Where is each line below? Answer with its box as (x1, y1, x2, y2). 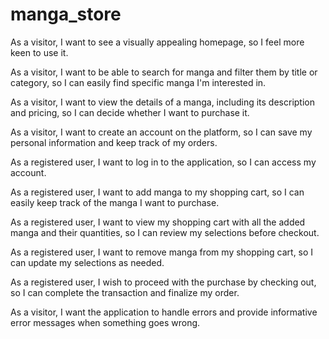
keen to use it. (10, 46, 69, 58)
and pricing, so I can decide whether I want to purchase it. (10, 106, 250, 118)
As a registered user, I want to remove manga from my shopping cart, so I (10, 246, 314, 258)
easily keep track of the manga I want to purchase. (10, 196, 220, 208)
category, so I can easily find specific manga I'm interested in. (10, 76, 267, 88)
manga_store (10, 3, 122, 26)
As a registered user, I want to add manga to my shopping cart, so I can (10, 186, 305, 198)
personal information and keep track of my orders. (10, 136, 218, 148)
